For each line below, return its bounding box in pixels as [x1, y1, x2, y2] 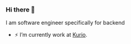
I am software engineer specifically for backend [5, 19, 125, 27]
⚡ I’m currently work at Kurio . [14, 31, 87, 39]
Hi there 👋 [5, 5, 36, 14]
